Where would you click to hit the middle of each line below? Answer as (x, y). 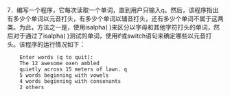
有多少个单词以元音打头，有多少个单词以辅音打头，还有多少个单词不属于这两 (115, 19)
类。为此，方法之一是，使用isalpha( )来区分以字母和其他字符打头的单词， (111, 27)
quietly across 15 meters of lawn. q (73, 69)
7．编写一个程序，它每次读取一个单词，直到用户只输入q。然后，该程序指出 (113, 10)
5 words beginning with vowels (64, 75)
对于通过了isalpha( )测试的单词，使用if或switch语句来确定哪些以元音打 (112, 36)
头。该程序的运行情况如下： (46, 44)
